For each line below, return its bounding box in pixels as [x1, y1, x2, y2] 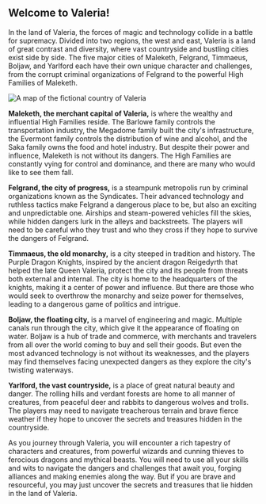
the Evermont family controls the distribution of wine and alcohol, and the [8, 134, 248, 143]
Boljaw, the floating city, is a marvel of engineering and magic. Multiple [8, 315, 243, 324]
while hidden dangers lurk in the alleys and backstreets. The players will [8, 216, 243, 226]
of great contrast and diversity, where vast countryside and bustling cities [8, 44, 249, 54]
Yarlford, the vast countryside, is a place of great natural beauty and [8, 380, 235, 390]
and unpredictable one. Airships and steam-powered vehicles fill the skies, [8, 208, 252, 217]
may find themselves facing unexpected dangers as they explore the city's [8, 357, 252, 366]
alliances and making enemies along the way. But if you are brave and [8, 472, 236, 481]
